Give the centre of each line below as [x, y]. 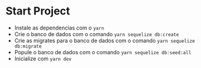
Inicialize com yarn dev [43, 58]
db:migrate [28, 46]
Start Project [38, 11]
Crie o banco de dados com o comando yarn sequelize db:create [97, 34]
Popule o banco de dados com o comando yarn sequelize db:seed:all [103, 52]
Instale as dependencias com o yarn [59, 28]
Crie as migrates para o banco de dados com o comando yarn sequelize [104, 40]
